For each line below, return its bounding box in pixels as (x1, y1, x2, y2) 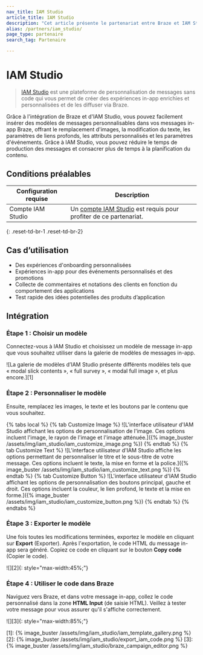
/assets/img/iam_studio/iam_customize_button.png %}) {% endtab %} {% (6, 498, 190, 505)
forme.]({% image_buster (6, 491, 69, 499)
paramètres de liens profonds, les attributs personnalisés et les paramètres (6, 132, 193, 139)
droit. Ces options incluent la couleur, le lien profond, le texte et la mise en (6, 485, 191, 492)
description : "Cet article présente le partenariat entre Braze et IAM (6, 20, 190, 26)
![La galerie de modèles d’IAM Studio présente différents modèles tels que (6, 361, 192, 368)
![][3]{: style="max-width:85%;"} (6, 618, 89, 625)
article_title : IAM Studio (6, 15, 74, 21)
